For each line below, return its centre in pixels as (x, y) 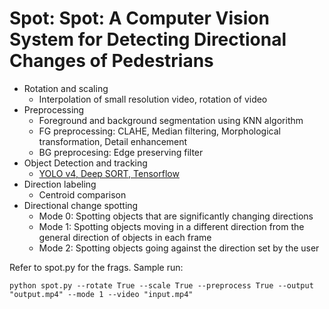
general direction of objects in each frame (125, 237)
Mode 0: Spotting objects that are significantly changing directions (176, 216)
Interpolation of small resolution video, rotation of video (153, 99)
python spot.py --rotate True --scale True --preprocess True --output (161, 285)
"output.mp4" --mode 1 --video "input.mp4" (101, 294)
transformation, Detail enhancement (113, 141)
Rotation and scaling (66, 88)
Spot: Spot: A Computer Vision (139, 18)
